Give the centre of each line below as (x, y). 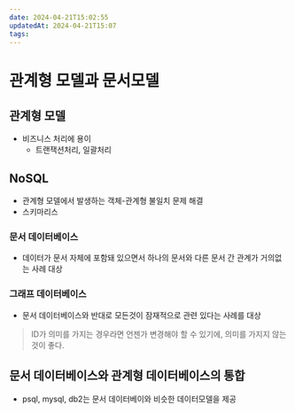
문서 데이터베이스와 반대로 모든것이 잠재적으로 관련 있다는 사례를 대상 (141, 315)
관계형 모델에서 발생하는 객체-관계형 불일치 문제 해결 (113, 201)
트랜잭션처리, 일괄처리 (74, 150)
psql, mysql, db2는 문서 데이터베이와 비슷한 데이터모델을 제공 (129, 399)
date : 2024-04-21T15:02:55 (59, 17)
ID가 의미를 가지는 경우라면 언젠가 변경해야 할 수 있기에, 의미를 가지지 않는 (159, 334)
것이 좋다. (47, 345)
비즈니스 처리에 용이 (56, 139)
